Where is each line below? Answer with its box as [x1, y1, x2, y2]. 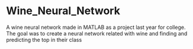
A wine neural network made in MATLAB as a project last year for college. [6, 24, 186, 31]
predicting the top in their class [6, 36, 82, 43]
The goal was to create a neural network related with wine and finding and [6, 30, 188, 37]
